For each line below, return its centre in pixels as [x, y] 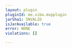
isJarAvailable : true [28, 24]
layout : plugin [21, 10]
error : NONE [18, 29]
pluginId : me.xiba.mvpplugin [36, 15]
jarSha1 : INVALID [24, 19]
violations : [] [21, 33]
